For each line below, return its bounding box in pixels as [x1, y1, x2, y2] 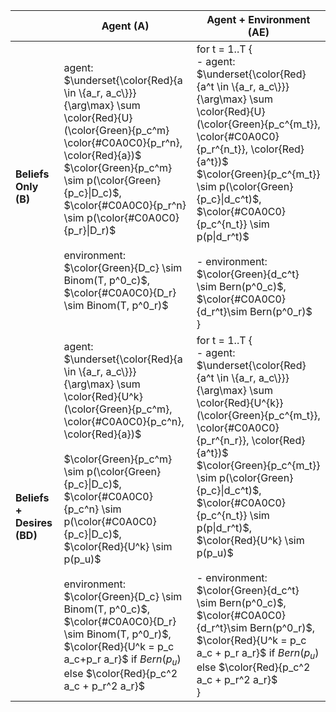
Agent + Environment [206, 13, 311, 26]
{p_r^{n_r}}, [196, 434, 250, 447]
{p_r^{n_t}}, [196, 142, 249, 156]
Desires [15, 515, 53, 529]
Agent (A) [101, 19, 150, 33]
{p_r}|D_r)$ [63, 224, 117, 237]
